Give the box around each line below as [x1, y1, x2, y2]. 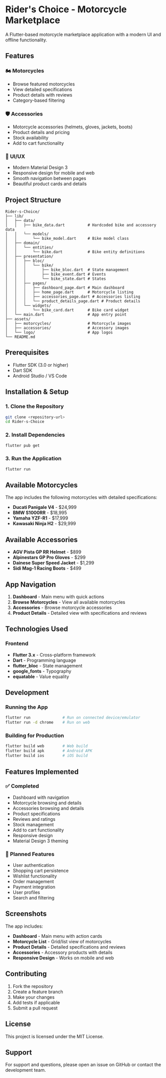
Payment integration [12, 884, 56, 890]
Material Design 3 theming [12, 838, 68, 844]
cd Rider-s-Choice [5, 419, 44, 424]
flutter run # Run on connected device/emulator [5, 715, 140, 721]
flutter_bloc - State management [12, 662, 83, 668]
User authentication [12, 862, 55, 868]
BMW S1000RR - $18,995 [12, 510, 67, 516]
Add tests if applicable [12, 999, 60, 1005]
